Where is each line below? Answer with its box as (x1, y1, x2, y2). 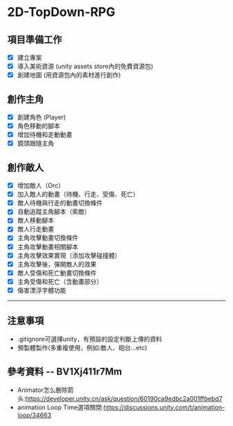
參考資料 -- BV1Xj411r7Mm (7, 366, 123, 378)
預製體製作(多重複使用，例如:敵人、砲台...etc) (17, 343, 148, 352)
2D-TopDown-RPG (7, 4, 116, 20)
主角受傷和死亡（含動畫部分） (17, 277, 103, 285)
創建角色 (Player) (17, 113, 66, 121)
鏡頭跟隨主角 (17, 139, 54, 148)
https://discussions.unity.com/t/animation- (103, 403, 225, 411)
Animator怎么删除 (17, 386, 68, 394)
